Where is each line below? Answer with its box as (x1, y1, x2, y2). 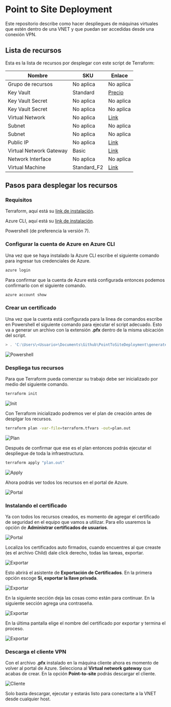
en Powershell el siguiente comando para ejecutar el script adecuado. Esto (5, 321, 162, 327)
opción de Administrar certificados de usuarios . (5, 524, 108, 531)
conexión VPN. (5, 31, 37, 37)
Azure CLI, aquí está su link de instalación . (5, 218, 94, 224)
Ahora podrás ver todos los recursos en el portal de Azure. (5, 479, 129, 485)
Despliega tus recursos (5, 364, 64, 371)
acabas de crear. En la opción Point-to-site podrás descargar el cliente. (5, 671, 156, 677)
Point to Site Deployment (5, 4, 112, 15)
